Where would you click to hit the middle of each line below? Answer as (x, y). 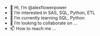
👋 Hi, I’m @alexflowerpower (38, 8)
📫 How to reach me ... (33, 28)
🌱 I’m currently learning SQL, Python (47, 18)
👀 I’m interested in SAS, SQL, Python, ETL (52, 13)
